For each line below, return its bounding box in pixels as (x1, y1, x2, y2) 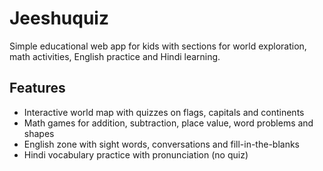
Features (9, 80, 66, 97)
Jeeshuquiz (9, 7, 109, 30)
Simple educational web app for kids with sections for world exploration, (9, 40, 307, 52)
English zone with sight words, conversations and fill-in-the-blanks (23, 138, 300, 150)
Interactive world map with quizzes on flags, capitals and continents (23, 106, 305, 118)
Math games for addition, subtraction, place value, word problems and (23, 117, 314, 129)
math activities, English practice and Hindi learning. (9, 50, 221, 62)
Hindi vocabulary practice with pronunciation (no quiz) (23, 148, 249, 161)
